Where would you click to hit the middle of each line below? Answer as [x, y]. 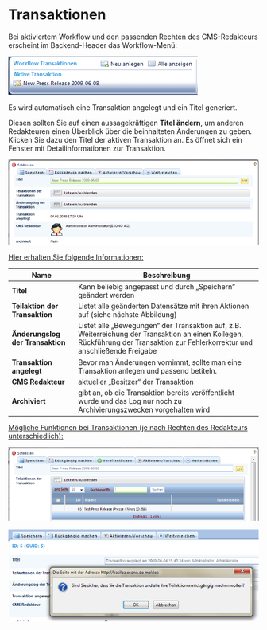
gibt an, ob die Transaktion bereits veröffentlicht [156, 393]
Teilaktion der [35, 306]
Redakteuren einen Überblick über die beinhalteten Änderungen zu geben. [130, 131]
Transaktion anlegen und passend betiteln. [147, 370]
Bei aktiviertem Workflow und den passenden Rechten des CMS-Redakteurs [133, 37]
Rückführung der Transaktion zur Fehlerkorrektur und [165, 342]
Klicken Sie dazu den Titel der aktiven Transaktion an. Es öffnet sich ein [125, 139]
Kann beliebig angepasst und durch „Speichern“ [157, 286]
